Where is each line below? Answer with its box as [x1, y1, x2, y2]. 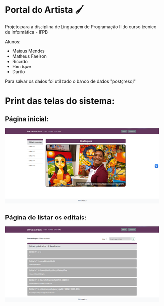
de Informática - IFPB [5, 29, 48, 35]
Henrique [12, 64, 31, 69]
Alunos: [5, 38, 20, 44]
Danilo [12, 68, 25, 74]
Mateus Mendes [12, 48, 45, 54]
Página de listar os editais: [5, 213, 87, 221]
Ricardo [12, 58, 28, 64]
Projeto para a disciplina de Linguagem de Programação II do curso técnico [5, 23, 157, 30]
